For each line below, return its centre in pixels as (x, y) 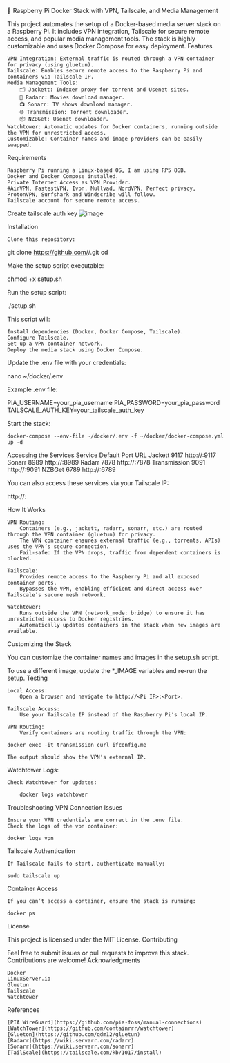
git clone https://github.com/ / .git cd (58, 252)
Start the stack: (29, 423)
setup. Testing (28, 678)
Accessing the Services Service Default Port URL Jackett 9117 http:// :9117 (112, 455)
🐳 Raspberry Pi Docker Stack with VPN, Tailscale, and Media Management (113, 11)
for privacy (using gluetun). (51, 65)
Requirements (27, 158)
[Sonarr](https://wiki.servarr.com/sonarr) (71, 1046)
